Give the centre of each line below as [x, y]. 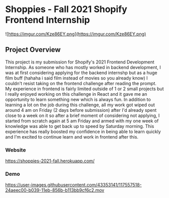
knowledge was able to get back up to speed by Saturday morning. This [80, 126]
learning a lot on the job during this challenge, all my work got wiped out [80, 105]
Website [16, 150]
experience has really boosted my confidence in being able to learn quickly [83, 131]
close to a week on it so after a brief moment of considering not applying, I [82, 115]
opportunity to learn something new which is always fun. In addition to [78, 99]
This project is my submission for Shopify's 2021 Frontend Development [80, 62]
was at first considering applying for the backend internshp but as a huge [81, 73]
